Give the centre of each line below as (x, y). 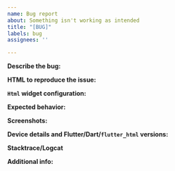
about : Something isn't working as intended (73, 20)
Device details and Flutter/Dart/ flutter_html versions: (88, 134)
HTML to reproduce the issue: (52, 80)
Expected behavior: (37, 107)
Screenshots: (27, 121)
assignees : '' (28, 40)
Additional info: (31, 162)
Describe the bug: (34, 66)
